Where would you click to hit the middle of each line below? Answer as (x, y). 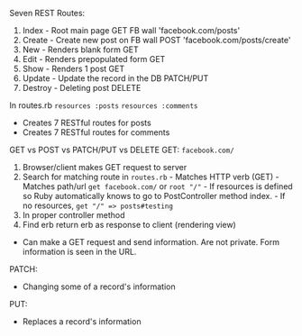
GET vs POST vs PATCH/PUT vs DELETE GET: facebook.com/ (122, 150)
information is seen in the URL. (79, 252)
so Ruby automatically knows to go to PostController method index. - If (154, 196)
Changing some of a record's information (99, 286)
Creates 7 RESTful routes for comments (96, 132)
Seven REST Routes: (47, 13)
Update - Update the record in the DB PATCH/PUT (115, 78)
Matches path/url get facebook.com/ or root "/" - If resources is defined (157, 186)
